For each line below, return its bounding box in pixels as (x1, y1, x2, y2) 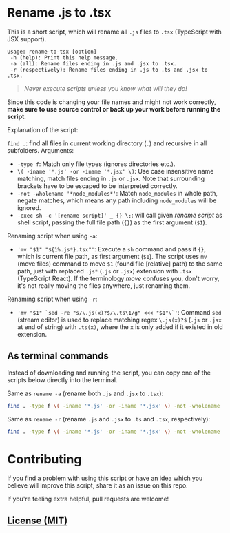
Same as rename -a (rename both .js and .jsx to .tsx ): (7, 389, 164, 397)
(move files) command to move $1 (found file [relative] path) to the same (17, 260, 222, 268)
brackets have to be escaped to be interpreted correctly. (17, 181, 178, 190)
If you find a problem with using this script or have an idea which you (7, 474, 203, 483)
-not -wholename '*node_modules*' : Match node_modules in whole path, (17, 189, 218, 197)
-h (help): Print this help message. (10, 54, 118, 61)
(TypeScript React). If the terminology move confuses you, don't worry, (17, 274, 220, 282)
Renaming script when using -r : (7, 295, 98, 303)
